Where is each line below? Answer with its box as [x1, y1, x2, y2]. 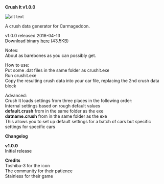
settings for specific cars [5, 124, 55, 130]
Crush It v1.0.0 [5, 4, 36, 10]
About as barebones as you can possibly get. [5, 53, 96, 58]
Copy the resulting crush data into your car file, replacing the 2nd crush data [5, 78, 160, 83]
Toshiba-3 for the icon [5, 163, 50, 168]
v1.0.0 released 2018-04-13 [5, 33, 60, 38]
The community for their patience [5, 168, 73, 174]
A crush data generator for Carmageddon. [5, 23, 90, 29]
